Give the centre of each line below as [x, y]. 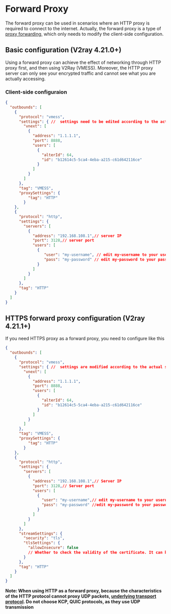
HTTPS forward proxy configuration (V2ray [75, 319]
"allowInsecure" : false [53, 548]
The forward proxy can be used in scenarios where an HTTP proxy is [78, 23]
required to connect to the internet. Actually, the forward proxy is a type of [83, 28]
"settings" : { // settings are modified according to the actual [91, 367]
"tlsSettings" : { [42, 543]
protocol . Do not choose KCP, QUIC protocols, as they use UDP [73, 602]
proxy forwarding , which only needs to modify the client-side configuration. [84, 34]
